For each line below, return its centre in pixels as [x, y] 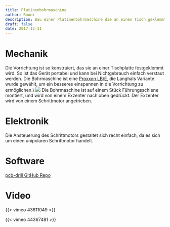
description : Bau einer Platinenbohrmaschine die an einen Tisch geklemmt [86, 19]
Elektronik [27, 121]
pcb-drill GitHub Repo [28, 175]
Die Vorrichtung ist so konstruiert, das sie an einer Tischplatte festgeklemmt [84, 68]
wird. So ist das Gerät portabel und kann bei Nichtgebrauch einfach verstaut [85, 73]
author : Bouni [20, 15]
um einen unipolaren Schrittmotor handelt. [49, 141]
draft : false [19, 24]
